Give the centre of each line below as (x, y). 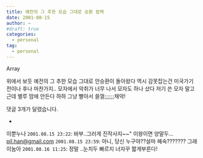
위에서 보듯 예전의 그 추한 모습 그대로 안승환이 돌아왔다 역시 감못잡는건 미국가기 (100, 81)
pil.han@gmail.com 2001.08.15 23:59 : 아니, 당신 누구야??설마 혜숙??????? (96, 141)
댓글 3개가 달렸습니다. (32, 109)
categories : (21, 35)
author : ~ (19, 23)
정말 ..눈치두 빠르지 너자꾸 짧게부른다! (113, 148)
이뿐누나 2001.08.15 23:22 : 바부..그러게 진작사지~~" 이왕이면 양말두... (90, 133)
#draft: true (23, 29)
